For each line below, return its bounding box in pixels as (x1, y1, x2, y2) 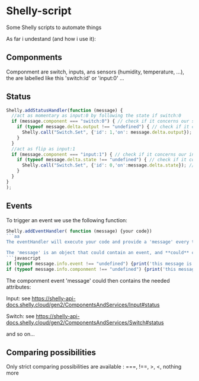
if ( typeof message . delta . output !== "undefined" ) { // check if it (17, 124, 190, 130)
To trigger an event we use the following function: (6, 216, 127, 223)
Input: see (6, 294, 31, 302)
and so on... (6, 330, 36, 337)
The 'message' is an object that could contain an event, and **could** (6, 250, 190, 256)
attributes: (6, 283, 31, 290)
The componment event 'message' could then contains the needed (6, 277, 170, 284)
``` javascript (6, 255, 41, 261)
